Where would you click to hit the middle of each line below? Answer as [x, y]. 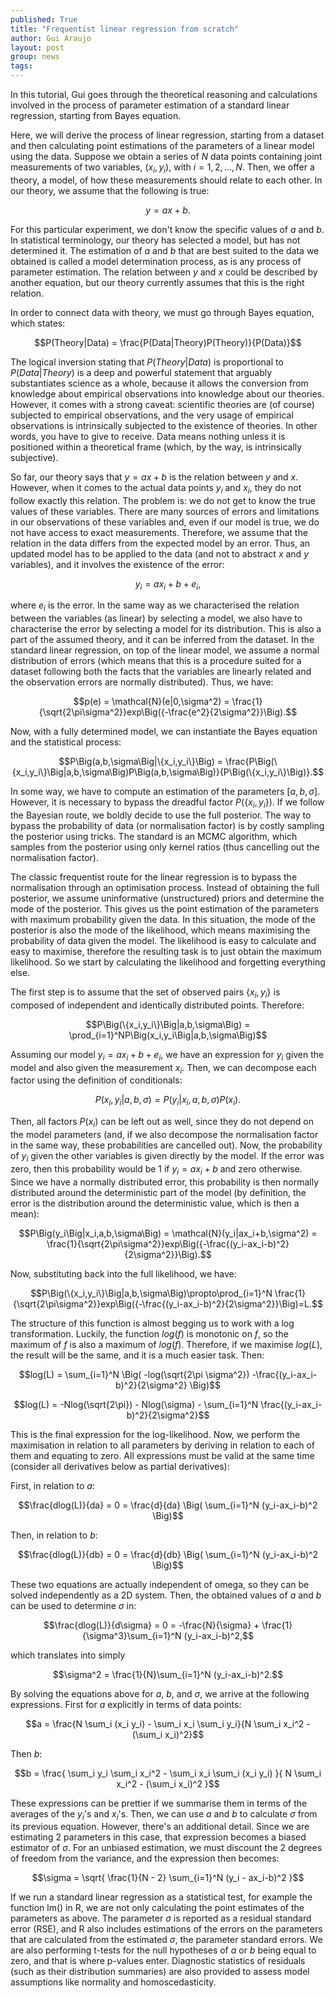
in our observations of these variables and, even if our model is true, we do [165, 522]
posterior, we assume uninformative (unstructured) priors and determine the [167, 898]
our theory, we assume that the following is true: [110, 190]
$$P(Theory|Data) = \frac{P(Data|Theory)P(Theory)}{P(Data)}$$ [168, 342]
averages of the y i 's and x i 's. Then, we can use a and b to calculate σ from [164, 1814]
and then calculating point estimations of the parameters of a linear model [162, 145]
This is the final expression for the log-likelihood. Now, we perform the [155, 1434]
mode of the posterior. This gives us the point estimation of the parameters [165, 908]
